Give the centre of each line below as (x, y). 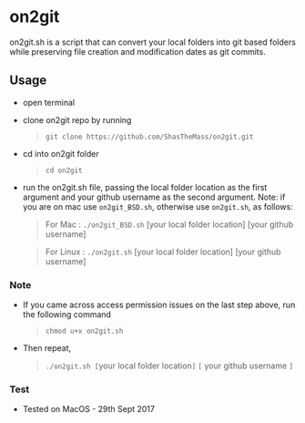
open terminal (49, 102)
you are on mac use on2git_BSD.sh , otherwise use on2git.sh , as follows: (158, 206)
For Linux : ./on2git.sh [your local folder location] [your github (163, 252)
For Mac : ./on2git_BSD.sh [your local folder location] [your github (169, 224)
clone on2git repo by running (77, 119)
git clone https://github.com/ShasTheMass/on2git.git (149, 137)
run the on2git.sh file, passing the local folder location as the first (145, 187)
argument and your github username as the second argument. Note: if (154, 197)
